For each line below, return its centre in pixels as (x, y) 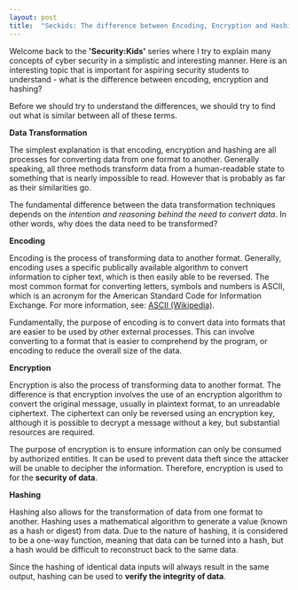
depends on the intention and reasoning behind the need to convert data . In (148, 214)
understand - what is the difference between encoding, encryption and (139, 79)
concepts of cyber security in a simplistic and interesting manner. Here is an (148, 60)
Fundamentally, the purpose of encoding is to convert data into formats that (147, 322)
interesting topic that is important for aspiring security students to (129, 70)
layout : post (33, 17)
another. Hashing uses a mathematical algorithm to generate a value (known (149, 521)
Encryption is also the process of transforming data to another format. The (145, 385)
